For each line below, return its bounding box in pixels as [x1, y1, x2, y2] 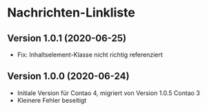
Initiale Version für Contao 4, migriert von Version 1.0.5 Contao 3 [17, 88, 200, 97]
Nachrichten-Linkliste [7, 5, 136, 21]
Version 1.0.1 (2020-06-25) [7, 32, 126, 44]
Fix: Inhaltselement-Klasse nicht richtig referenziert [17, 50, 164, 59]
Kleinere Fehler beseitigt [17, 96, 87, 104]
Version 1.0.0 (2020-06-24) [7, 70, 130, 82]
